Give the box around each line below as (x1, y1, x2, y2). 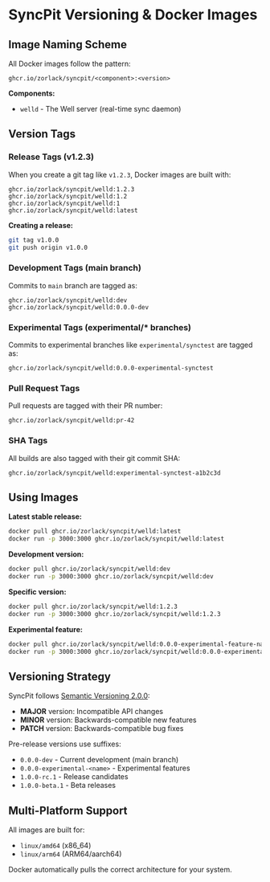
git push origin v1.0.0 (8, 243, 88, 251)
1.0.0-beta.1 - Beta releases (19, 781, 117, 790)
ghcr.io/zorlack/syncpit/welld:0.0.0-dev (8, 303, 149, 311)
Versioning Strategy (8, 669, 111, 684)
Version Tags (8, 127, 76, 141)
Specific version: (8, 586, 67, 596)
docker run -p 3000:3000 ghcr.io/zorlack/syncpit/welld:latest (8, 535, 225, 543)
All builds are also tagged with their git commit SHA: (8, 453, 181, 463)
